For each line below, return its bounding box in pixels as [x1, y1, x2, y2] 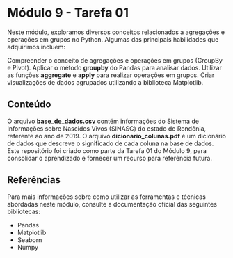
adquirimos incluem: [7, 42, 66, 51]
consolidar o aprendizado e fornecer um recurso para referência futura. [7, 154, 212, 162]
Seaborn [17, 235, 42, 244]
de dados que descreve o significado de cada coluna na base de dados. [7, 139, 214, 147]
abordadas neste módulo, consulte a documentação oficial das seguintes [7, 200, 218, 208]
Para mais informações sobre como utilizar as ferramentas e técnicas [7, 193, 207, 201]
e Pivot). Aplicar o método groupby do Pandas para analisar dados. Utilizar [7, 63, 223, 72]
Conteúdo [7, 99, 51, 111]
